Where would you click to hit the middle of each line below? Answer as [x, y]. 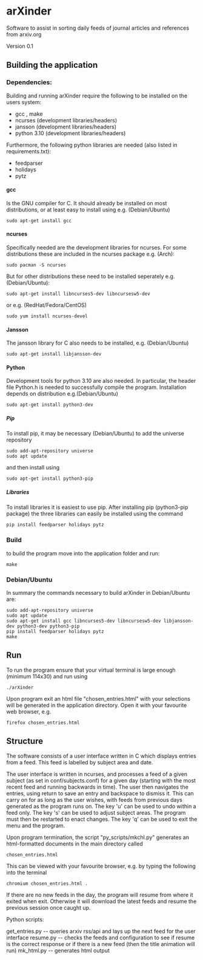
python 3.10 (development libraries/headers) [70, 133]
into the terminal [27, 872]
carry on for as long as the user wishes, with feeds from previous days [95, 799]
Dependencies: [29, 82]
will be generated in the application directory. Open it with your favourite [97, 705]
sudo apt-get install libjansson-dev [54, 354]
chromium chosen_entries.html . [47, 883]
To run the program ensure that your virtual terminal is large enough [91, 670]
